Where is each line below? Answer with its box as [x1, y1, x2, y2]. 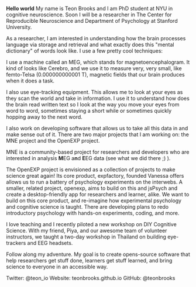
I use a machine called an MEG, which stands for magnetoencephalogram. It [6, 58, 190, 65]
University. [6, 23, 32, 30]
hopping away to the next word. [6, 113, 83, 120]
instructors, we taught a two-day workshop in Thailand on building [6, 233, 167, 240]
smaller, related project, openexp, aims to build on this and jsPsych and [6, 185, 178, 192]
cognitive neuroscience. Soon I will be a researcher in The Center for [6, 11, 172, 18]
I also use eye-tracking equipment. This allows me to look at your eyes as [6, 89, 183, 95]
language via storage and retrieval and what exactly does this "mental [6, 41, 174, 48]
